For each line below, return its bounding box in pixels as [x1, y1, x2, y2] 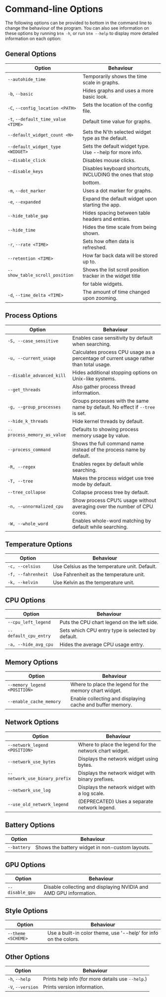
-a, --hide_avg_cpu [7, 642, 53, 648]
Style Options [5, 907, 48, 915]
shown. [83, 230, 100, 237]
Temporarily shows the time [83, 73, 147, 80]
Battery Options [5, 821, 55, 830]
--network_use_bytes [7, 759, 56, 764]
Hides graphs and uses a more [83, 87, 154, 94]
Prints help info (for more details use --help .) [42, 976, 147, 983]
